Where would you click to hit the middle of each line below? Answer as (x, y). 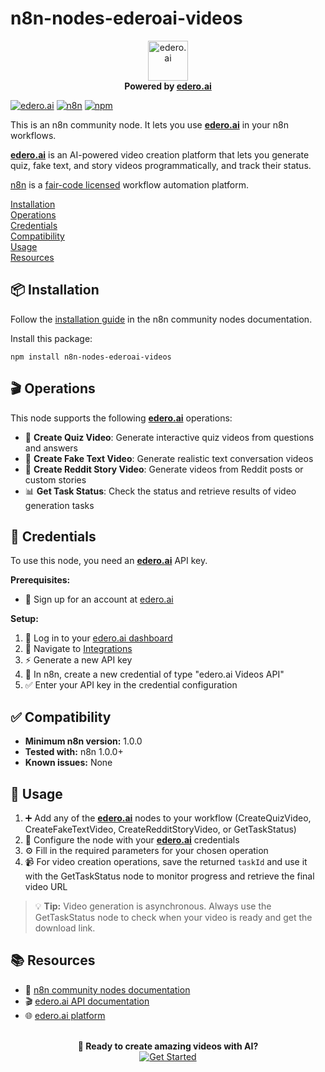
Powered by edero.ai (168, 86)
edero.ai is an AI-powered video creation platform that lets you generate (160, 154)
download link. (65, 928)
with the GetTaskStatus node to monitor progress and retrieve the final (169, 876)
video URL (46, 886)
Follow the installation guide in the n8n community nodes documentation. (161, 319)
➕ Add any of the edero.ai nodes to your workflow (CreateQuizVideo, (168, 818)
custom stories (55, 479)
